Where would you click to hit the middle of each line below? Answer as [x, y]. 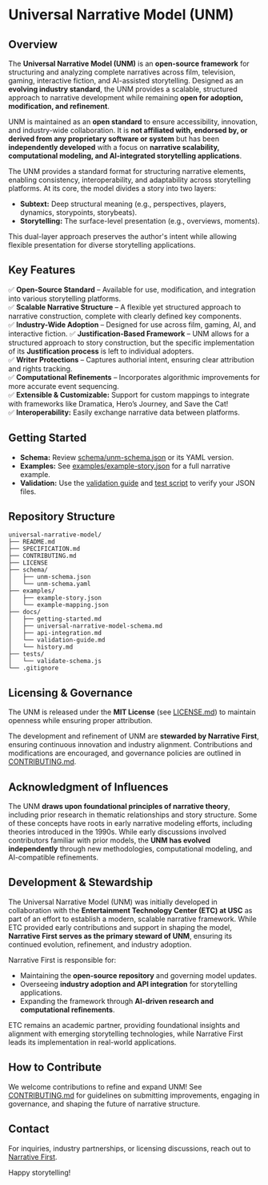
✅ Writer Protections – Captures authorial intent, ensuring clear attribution [131, 359]
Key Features [42, 270]
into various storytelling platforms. [65, 298]
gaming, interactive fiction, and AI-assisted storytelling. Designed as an [126, 81]
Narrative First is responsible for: [62, 960]
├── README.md [32, 542]
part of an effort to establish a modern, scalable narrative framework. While [133, 919]
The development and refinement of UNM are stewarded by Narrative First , [134, 736]
